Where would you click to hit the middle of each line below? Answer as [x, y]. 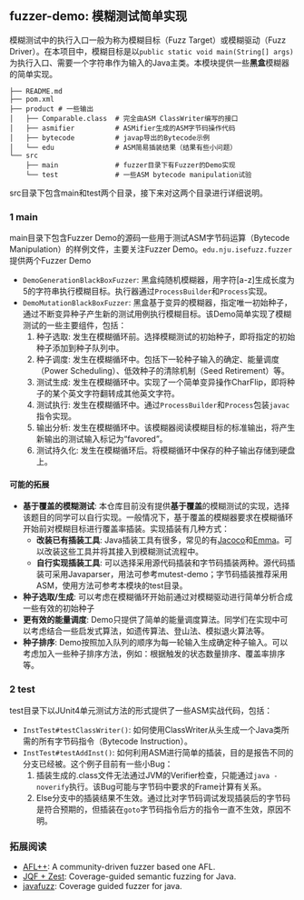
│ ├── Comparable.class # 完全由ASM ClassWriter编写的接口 [124, 118]
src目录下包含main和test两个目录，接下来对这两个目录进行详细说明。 [138, 193]
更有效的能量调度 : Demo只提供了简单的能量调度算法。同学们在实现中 [151, 620]
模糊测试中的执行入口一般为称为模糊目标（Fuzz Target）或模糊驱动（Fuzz [148, 40]
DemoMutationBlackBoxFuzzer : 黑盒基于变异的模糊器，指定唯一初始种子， [157, 303]
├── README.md [36, 91]
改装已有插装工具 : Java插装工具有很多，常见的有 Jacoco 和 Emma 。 [160, 540]
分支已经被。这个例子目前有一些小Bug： [98, 764]
